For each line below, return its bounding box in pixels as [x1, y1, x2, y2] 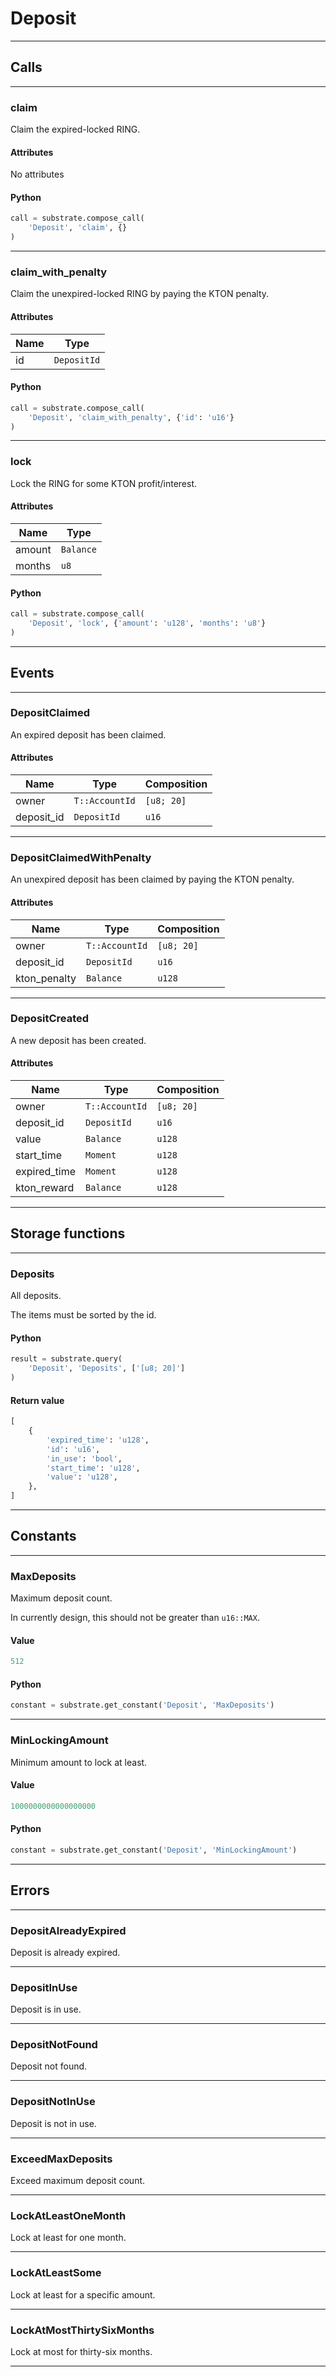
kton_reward [15, 1181, 75, 1195]
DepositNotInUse [10, 2095, 96, 2109]
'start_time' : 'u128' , [46, 1463, 141, 1473]
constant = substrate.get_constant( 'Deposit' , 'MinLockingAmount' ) [10, 1845, 298, 1855]
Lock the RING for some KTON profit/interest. [10, 477, 197, 489]
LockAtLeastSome [10, 2266, 102, 2280]
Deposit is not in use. [10, 2117, 97, 2129]
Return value [10, 1394, 65, 1406]
